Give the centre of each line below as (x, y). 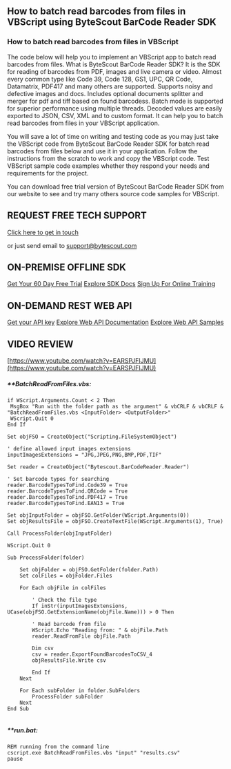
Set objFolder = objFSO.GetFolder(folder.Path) (89, 569)
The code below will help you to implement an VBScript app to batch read (112, 57)
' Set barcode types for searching (58, 479)
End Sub (18, 709)
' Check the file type (64, 600)
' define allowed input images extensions (69, 448)
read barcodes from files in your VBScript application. (83, 123)
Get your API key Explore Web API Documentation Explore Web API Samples (115, 322)
